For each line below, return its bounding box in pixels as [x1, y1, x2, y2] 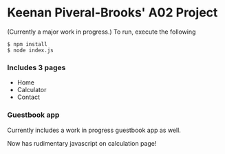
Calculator [17, 86, 47, 94]
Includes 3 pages [7, 63, 66, 72]
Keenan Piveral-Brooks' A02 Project [7, 5, 218, 21]
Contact [17, 93, 40, 101]
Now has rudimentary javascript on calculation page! [7, 139, 157, 147]
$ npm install [7, 41, 48, 47]
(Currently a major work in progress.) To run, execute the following [7, 27, 196, 36]
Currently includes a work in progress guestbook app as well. [7, 126, 181, 134]
